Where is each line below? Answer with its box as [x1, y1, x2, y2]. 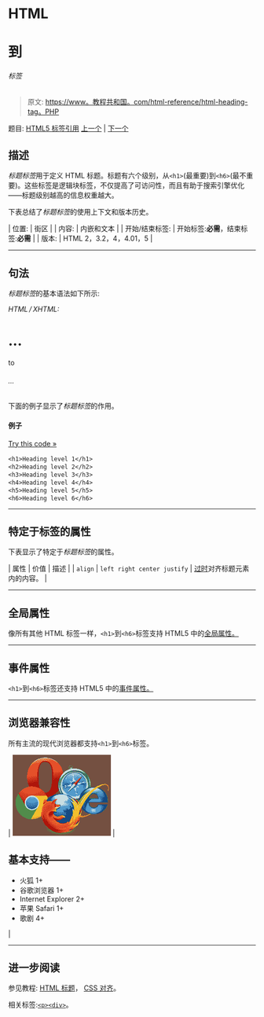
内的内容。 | [8, 574, 47, 583]
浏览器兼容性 [8, 716, 71, 729]
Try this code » [8, 439, 57, 448]
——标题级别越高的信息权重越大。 [8, 190, 119, 200]
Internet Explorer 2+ [19, 894, 85, 904]
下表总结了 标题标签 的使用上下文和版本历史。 [8, 207, 153, 217]
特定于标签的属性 [8, 524, 91, 538]
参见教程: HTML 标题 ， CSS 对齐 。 [8, 983, 121, 993]
